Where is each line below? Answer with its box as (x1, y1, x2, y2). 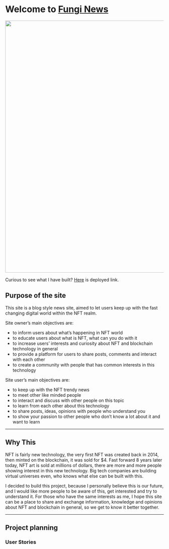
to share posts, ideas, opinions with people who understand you (12, 408, 146, 414)
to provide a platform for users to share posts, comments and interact (12, 351, 157, 357)
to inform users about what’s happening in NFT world (12, 329, 123, 336)
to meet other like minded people (12, 392, 81, 398)
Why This (5, 438, 36, 447)
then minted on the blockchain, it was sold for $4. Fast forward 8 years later (5, 457, 162, 463)
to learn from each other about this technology (12, 402, 110, 409)
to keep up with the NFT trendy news (12, 387, 90, 393)
